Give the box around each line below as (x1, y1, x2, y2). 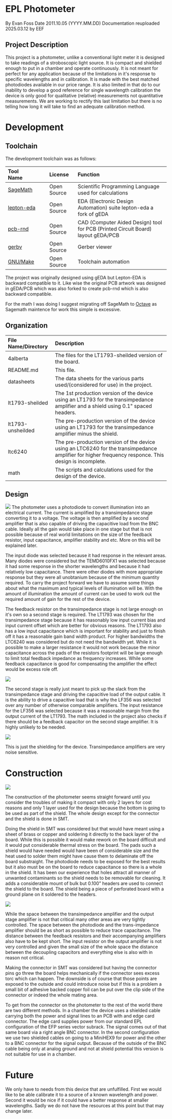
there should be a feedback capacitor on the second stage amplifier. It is (5, 719, 159, 725)
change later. (5, 1108, 33, 1114)
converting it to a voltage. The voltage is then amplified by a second (5, 515, 149, 521)
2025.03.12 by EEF (5, 25, 45, 31)
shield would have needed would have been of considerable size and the (5, 847, 159, 854)
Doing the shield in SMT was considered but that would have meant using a (5, 826, 165, 832)
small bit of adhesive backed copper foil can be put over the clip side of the (5, 986, 165, 993)
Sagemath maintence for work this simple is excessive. (5, 306, 121, 312)
